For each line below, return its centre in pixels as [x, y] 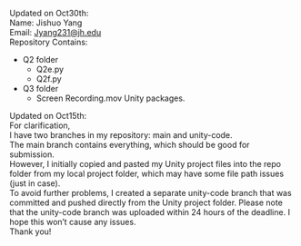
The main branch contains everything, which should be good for [130, 145]
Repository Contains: [49, 42]
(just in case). [35, 183]
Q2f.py [49, 79]
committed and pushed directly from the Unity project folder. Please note [146, 202]
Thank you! [30, 231]
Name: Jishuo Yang [46, 23]
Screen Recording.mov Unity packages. [110, 98]
